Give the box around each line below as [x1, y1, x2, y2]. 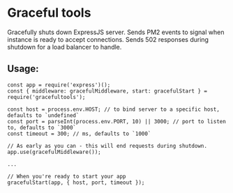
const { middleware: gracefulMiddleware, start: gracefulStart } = [7, 87, 208, 95]
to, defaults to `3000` [7, 124, 77, 131]
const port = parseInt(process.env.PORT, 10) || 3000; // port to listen [7, 118, 227, 125]
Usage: [7, 63, 40, 75]
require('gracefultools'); [7, 93, 86, 100]
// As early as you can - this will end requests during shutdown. [7, 142, 208, 149]
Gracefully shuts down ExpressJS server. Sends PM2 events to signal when [7, 28, 225, 36]
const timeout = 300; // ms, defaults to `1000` [7, 130, 151, 137]
